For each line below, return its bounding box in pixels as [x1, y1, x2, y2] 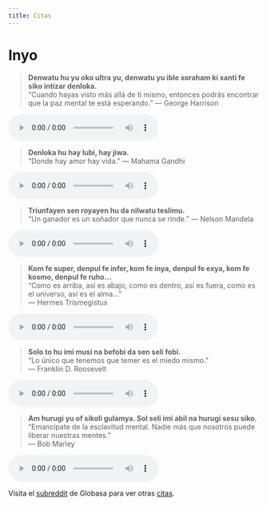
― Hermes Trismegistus [27, 297, 108, 307]
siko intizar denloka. [27, 81, 98, 90]
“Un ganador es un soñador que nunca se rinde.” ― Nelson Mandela [27, 213, 254, 224]
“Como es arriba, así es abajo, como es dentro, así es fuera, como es [27, 281, 256, 290]
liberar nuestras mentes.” [27, 430, 111, 440]
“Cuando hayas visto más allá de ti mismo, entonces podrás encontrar [27, 90, 260, 99]
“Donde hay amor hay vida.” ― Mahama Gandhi [27, 156, 185, 165]
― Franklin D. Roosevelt [27, 364, 106, 373]
